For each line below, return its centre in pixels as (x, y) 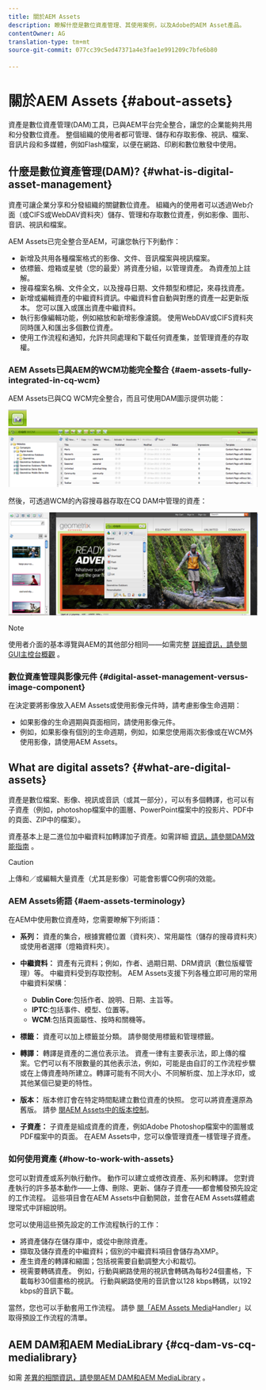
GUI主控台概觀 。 (36, 654)
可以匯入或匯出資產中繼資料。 (91, 307)
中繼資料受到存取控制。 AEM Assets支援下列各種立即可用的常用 (153, 973)
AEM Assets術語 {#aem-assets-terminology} (97, 901)
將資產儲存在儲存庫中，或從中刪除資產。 (85, 1241)
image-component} (47, 687)
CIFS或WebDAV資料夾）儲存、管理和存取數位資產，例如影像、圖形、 (141, 215)
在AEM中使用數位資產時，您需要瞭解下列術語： (85, 920)
